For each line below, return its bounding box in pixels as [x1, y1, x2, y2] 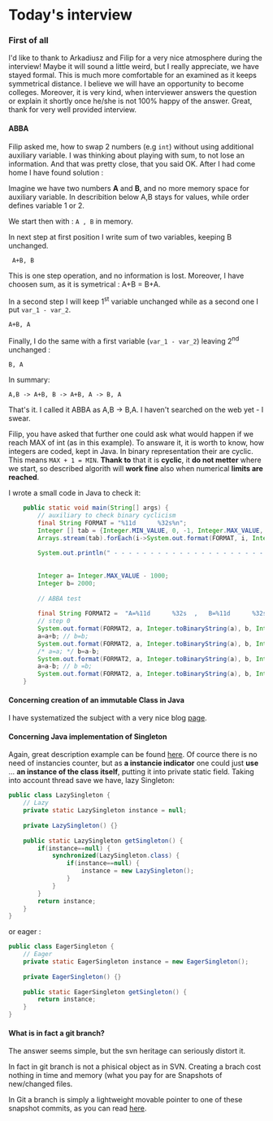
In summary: [8, 375, 50, 384]
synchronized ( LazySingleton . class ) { [51, 851, 180, 860]
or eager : [8, 927, 41, 937]
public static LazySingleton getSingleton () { [23, 837, 184, 845]
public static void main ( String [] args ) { [23, 504, 169, 512]
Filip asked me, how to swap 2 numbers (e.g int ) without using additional [8, 141, 254, 151]
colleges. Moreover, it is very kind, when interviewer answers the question [8, 88, 258, 97]
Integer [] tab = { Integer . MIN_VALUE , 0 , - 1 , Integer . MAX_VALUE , [37, 526, 264, 535]
